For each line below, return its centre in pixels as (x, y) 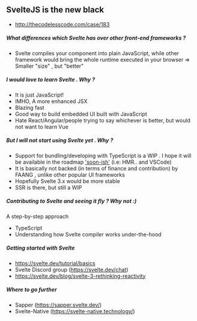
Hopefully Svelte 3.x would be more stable (67, 181)
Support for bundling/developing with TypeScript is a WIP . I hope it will (103, 155)
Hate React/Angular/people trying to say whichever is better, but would (103, 120)
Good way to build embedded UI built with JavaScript (81, 114)
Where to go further (32, 290)
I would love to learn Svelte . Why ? (50, 80)
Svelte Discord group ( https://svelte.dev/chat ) (71, 269)
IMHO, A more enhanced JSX (51, 101)
